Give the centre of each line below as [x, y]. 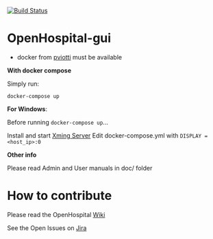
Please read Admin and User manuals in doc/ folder [80, 168]
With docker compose [39, 70]
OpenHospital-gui [59, 38]
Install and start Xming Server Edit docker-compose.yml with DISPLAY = [108, 135]
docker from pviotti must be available [69, 57]
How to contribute [60, 196]
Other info [22, 155]
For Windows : [27, 109]
